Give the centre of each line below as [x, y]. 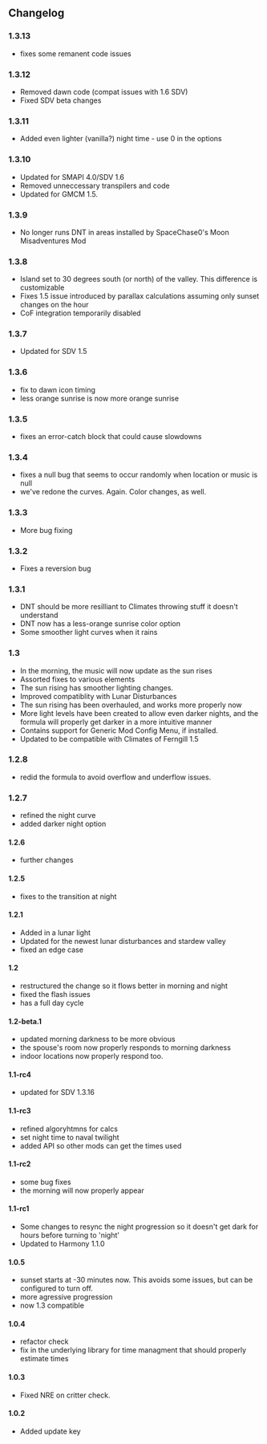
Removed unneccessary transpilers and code [95, 185]
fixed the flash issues [55, 994]
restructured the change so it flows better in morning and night [124, 986]
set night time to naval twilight [69, 1137]
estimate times [44, 1359]
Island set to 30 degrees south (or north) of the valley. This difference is [139, 279]
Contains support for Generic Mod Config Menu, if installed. [119, 730]
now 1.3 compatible [52, 1306]
